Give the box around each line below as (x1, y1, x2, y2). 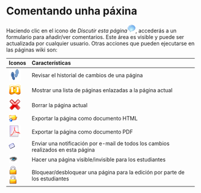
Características (32, 59, 71, 67)
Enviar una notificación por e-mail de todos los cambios (32, 140, 170, 147)
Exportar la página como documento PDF (32, 128, 133, 135)
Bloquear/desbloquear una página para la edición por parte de (32, 169, 185, 176)
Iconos (8, 59, 26, 67)
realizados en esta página (32, 146, 95, 153)
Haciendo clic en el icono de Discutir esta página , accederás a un (6, 27, 177, 34)
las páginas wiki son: (6, 46, 58, 53)
